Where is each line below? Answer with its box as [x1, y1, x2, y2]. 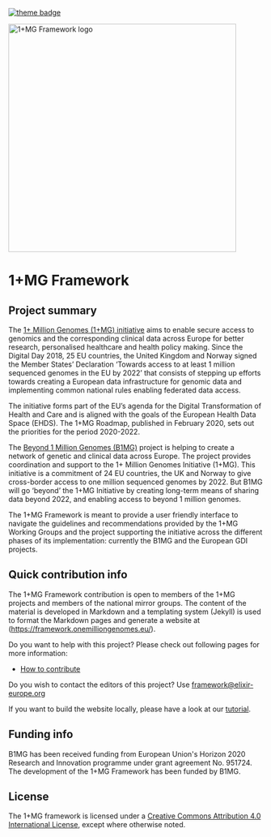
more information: [8, 648, 68, 658]
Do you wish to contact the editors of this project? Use [8, 680, 190, 689]
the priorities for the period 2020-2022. [8, 427, 140, 436]
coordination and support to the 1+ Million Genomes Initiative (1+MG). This [8, 460, 256, 470]
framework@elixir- [191, 680, 254, 689]
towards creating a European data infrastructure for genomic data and [8, 377, 243, 386]
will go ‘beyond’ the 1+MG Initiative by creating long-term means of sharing [8, 486, 260, 495]
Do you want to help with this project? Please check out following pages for [8, 639, 260, 649]
